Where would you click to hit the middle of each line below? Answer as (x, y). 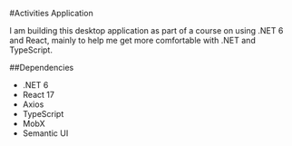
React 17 (38, 95)
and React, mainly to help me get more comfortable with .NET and (132, 40)
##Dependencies (42, 68)
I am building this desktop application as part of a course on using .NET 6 (146, 30)
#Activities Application (51, 13)
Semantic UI (45, 133)
